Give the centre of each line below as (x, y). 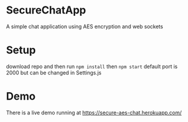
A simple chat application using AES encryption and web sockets (85, 26)
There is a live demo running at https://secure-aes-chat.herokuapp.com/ (94, 113)
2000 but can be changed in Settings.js (54, 72)
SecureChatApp (46, 10)
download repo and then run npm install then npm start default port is (92, 66)
